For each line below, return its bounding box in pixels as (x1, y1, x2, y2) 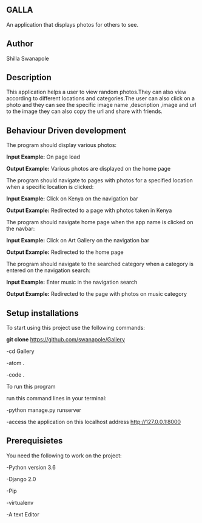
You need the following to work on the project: (6, 452, 123, 459)
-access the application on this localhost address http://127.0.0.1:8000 (6, 419, 181, 426)
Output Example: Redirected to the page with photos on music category (6, 290, 187, 298)
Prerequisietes (6, 436, 63, 446)
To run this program (6, 383, 56, 391)
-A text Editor (6, 510, 39, 518)
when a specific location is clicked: (6, 183, 94, 191)
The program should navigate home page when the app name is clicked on (6, 219, 194, 226)
